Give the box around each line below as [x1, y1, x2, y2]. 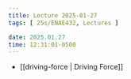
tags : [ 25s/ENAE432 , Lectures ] [8, 19, 119, 27]
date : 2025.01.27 [8, 33, 66, 41]
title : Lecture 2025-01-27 [8, 11, 98, 20]
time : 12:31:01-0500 [8, 40, 77, 48]
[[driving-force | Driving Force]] [19, 62, 123, 72]
